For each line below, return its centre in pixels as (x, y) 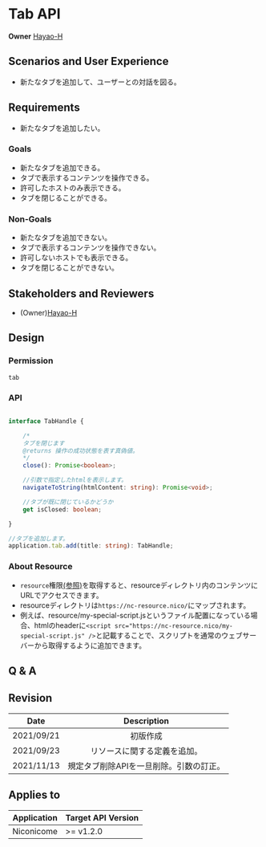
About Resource (40, 567)
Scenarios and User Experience (89, 61)
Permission (31, 360)
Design (26, 338)
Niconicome (35, 831)
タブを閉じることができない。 (69, 268)
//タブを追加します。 (39, 539)
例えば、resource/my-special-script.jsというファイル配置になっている (135, 615)
